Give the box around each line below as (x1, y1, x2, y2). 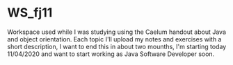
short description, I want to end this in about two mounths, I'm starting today (7, 42, 227, 50)
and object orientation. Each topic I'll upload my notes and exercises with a (7, 35, 222, 43)
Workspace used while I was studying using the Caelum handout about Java (7, 28, 226, 36)
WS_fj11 (7, 5, 53, 21)
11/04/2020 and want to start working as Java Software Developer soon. (7, 50, 215, 58)
